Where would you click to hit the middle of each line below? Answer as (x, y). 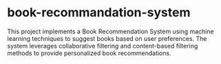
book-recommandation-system (99, 13)
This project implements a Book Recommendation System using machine (111, 31)
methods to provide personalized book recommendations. (89, 53)
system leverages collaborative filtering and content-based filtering (103, 46)
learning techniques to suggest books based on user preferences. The (107, 38)
